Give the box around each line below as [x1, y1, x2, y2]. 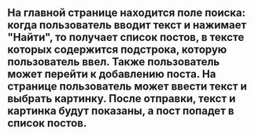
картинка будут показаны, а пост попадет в [7, 104, 235, 118]
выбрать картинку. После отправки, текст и [7, 92, 236, 105]
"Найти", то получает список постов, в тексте [7, 31, 245, 44]
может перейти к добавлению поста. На [7, 67, 216, 81]
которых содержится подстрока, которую [7, 43, 227, 57]
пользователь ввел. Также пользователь [7, 55, 220, 69]
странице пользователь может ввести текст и [7, 80, 247, 93]
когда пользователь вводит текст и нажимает [7, 19, 247, 32]
